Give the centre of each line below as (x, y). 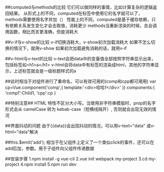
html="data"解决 (22, 132)
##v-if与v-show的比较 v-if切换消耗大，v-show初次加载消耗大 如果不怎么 (78, 42)
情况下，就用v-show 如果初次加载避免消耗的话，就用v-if (70, 48)
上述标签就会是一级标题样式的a (45, 71)
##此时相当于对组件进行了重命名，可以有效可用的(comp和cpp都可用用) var (81, 81)
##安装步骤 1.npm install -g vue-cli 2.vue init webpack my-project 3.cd (76, 159)
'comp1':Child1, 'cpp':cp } (31, 93)
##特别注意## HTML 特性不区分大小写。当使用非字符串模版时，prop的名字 (80, 103)
